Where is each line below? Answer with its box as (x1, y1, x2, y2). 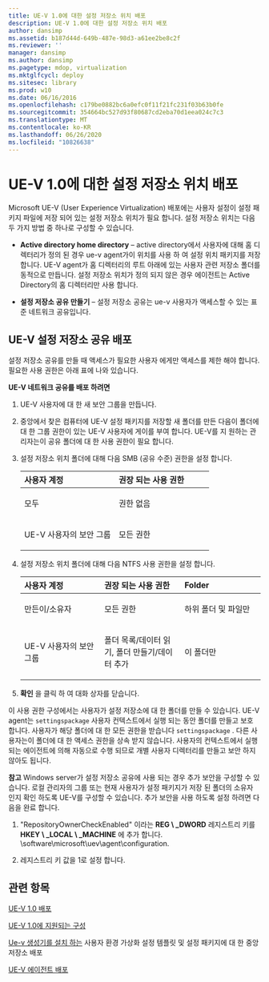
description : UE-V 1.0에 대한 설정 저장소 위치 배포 (8, 19, 168, 27)
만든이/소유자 (23, 603, 72, 615)
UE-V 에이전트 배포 (8, 965, 69, 975)
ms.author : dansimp (8, 57, 74, 65)
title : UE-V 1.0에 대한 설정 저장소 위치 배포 (8, 11, 147, 20)
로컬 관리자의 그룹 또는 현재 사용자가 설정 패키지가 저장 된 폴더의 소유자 (31, 783, 254, 792)
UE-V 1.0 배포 (8, 904, 52, 913)
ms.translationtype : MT (8, 116, 88, 124)
